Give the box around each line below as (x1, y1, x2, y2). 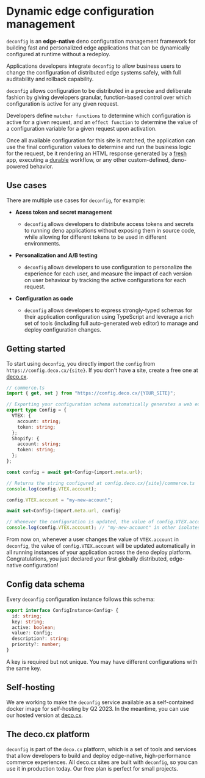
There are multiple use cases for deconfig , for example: (6, 197, 146, 204)
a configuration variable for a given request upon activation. (6, 125, 157, 132)
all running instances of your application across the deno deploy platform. (6, 548, 192, 556)
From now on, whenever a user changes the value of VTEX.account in (6, 536, 179, 543)
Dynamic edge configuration (6, 4, 154, 18)
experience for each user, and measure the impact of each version (24, 270, 192, 277)
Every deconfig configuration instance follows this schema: (6, 595, 155, 603)
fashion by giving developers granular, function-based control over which (6, 93, 191, 101)
